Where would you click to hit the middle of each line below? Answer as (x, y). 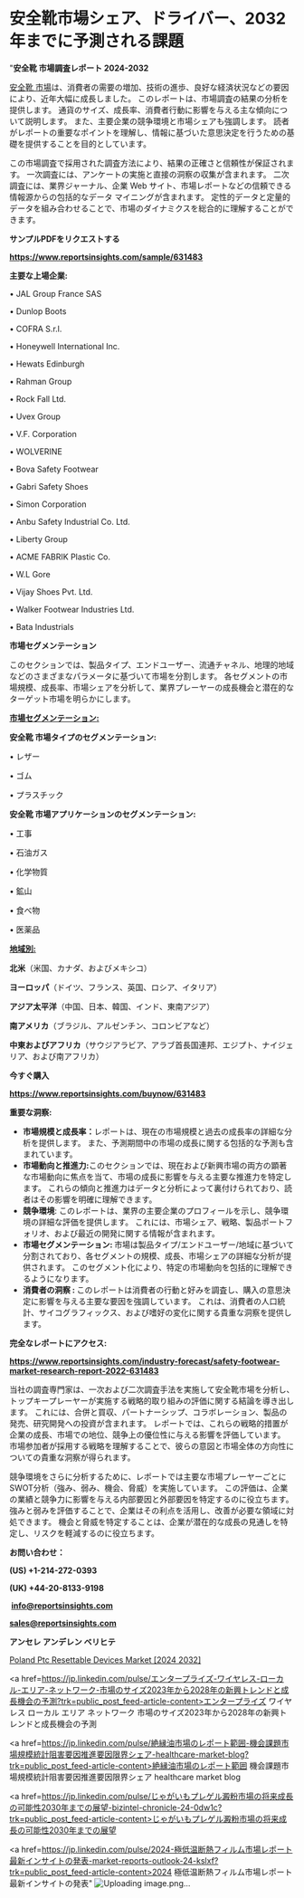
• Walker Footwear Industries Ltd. (72, 609)
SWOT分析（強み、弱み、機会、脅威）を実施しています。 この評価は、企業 (149, 1488)
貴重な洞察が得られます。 (88, 1457)
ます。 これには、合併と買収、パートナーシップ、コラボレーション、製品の (148, 1412)
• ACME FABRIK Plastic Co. (60, 557)
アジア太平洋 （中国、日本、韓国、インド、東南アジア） (112, 1006)
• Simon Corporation (48, 504)
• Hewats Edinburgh (47, 364)
